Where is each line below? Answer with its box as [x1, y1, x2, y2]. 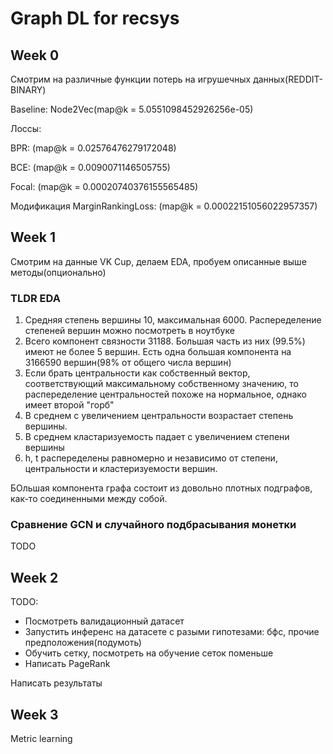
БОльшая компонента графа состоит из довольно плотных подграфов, [10, 482, 313, 494]
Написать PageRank [24, 658, 111, 670]
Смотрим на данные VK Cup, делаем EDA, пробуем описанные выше [10, 255, 307, 267]
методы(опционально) [10, 266, 107, 278]
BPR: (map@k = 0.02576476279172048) [10, 142, 177, 154]
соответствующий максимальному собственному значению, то [24, 378, 299, 390]
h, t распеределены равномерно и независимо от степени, [24, 452, 278, 464]
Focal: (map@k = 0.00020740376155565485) [10, 181, 199, 192]
